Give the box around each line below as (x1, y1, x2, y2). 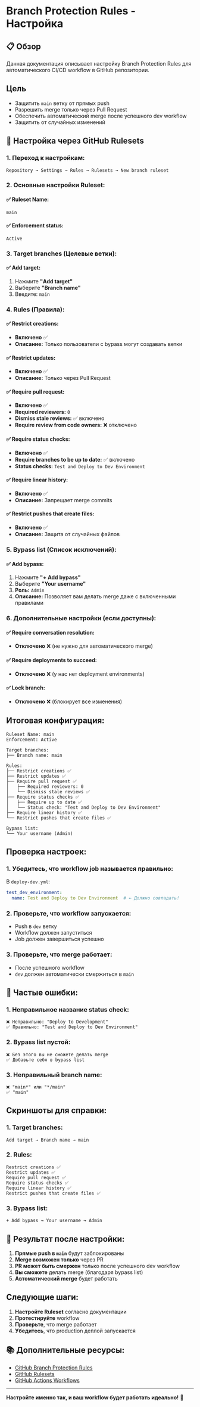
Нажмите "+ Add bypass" (14, 574, 81, 581)
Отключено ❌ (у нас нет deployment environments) (14, 670, 145, 678)
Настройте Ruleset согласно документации (14, 1308, 127, 1315)
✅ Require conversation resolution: (6, 629, 95, 636)
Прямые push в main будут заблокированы (14, 1250, 124, 1257)
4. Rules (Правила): (6, 305, 65, 314)
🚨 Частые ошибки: (6, 987, 79, 997)
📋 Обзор (6, 41, 42, 51)
